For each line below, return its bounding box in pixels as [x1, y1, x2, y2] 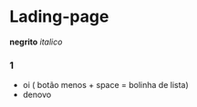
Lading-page [9, 6, 109, 27]
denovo [22, 89, 52, 101]
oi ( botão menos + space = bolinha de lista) [22, 80, 189, 91]
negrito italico [9, 36, 63, 47]
